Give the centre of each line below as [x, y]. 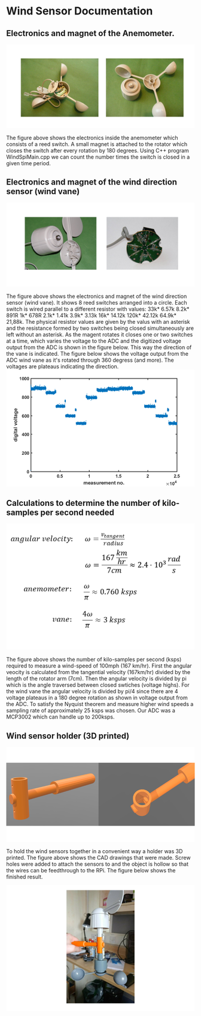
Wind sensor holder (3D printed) [68, 736]
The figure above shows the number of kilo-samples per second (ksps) [94, 660]
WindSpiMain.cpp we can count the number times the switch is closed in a [98, 157]
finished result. [25, 877]
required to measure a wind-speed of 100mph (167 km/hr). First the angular [99, 666]
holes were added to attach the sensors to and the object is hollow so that [97, 864]
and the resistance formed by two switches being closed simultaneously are [100, 328]
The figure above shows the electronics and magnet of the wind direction [97, 296]
